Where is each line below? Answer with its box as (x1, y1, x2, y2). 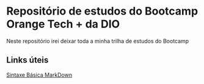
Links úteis (6, 55, 49, 65)
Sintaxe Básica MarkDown (6, 71, 72, 79)
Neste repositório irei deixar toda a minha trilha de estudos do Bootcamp (6, 37, 189, 44)
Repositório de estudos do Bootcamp (6, 4, 199, 18)
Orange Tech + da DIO (6, 17, 120, 31)
